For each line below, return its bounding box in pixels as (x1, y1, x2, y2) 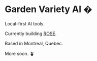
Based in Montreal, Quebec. (5, 40, 63, 46)
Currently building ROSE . (5, 30, 57, 37)
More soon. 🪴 (5, 50, 35, 56)
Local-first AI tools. (5, 20, 45, 26)
